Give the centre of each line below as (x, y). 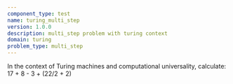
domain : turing (29, 40)
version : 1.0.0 (29, 27)
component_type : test (39, 14)
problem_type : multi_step (45, 46)
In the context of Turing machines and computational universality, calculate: (117, 66)
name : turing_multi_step (44, 20)
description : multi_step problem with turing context (88, 33)
